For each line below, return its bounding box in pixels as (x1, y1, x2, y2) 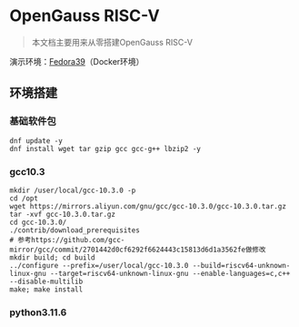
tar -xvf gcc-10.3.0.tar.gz (9, 209, 116, 219)
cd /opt (9, 193, 39, 203)
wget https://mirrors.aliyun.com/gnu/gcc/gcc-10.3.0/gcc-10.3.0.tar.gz (9, 201, 286, 210)
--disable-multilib (9, 277, 84, 286)
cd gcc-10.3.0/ (9, 218, 67, 227)
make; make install (9, 284, 84, 294)
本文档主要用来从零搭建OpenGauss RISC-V (31, 36, 194, 47)
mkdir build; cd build (9, 252, 95, 262)
